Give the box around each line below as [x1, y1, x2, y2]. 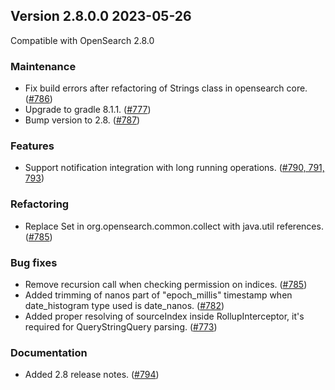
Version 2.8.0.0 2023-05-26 [10, 8, 192, 25]
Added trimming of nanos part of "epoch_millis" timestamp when [24, 289, 293, 301]
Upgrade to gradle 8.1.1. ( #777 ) [24, 104, 152, 116]
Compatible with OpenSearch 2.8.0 [10, 34, 155, 46]
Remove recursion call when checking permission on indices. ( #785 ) [24, 279, 308, 290]
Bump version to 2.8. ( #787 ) [24, 114, 141, 126]
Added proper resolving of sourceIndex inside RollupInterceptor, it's [24, 310, 305, 322]
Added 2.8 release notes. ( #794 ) [24, 369, 160, 381]
